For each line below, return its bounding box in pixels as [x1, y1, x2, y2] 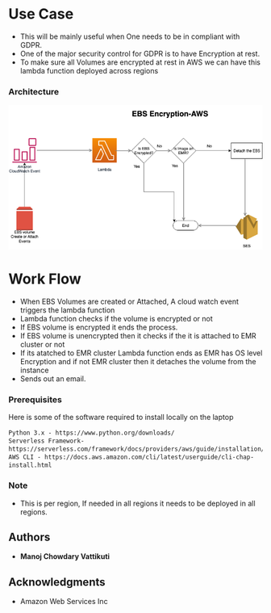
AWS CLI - [8, 453, 42, 461]
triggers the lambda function [19, 304, 115, 315]
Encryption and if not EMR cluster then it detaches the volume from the [19, 356, 256, 366]
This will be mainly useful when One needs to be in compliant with [19, 31, 240, 41]
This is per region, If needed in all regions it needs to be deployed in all [19, 498, 256, 508]
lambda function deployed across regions [19, 65, 159, 75]
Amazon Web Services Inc [19, 597, 108, 607]
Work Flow [8, 270, 82, 288]
